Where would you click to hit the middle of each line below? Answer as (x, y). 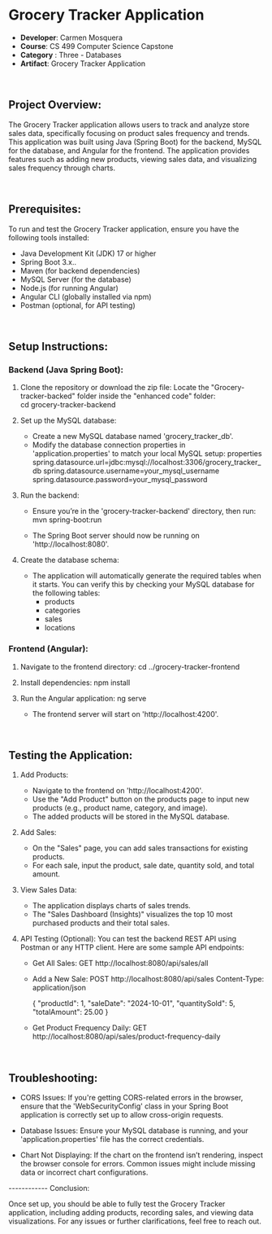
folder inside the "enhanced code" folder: (146, 396)
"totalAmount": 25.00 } (70, 1012)
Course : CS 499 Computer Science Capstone (97, 46)
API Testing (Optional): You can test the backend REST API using (128, 939)
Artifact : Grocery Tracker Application (83, 64)
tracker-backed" (47, 396)
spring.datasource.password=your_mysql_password (120, 480)
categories (63, 610)
